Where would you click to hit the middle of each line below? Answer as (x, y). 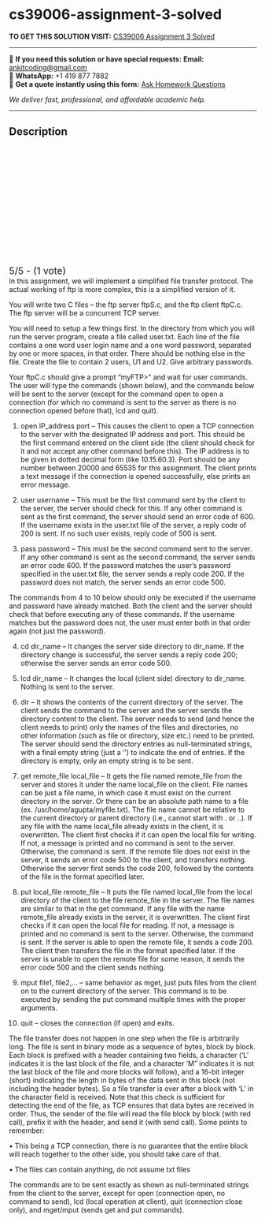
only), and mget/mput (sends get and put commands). (97, 1209)
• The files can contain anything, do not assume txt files (100, 1169)
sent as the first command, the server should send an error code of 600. (138, 516)
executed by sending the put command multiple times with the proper (133, 999)
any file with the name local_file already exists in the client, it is (122, 826)
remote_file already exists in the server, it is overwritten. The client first (135, 917)
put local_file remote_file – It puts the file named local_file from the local (136, 891)
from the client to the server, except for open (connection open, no (117, 1193)
